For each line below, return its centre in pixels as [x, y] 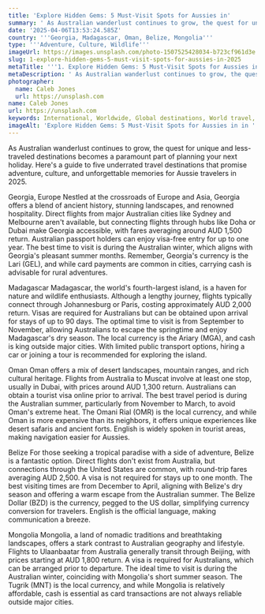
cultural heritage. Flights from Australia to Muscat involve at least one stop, [130, 378]
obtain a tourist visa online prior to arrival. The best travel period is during [128, 395]
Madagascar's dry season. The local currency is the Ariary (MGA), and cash [132, 338]
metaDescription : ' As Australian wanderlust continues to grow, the [125, 74]
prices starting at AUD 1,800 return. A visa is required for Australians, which [131, 560]
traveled [22, 156]
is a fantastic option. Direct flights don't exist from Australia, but [112, 460]
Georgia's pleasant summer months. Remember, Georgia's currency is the [128, 255]
